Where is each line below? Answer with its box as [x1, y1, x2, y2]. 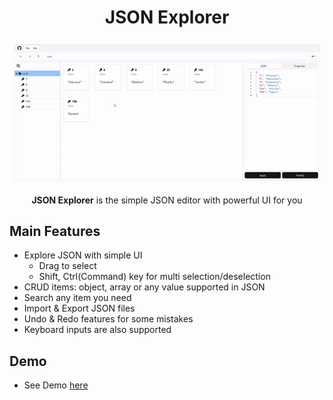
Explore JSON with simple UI [23, 249, 143, 261]
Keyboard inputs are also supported [23, 324, 172, 336]
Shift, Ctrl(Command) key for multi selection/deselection [38, 271, 271, 283]
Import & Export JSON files [23, 302, 136, 315]
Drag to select [38, 260, 97, 272]
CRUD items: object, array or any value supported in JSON [23, 281, 266, 293]
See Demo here [23, 379, 89, 391]
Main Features [9, 222, 101, 240]
